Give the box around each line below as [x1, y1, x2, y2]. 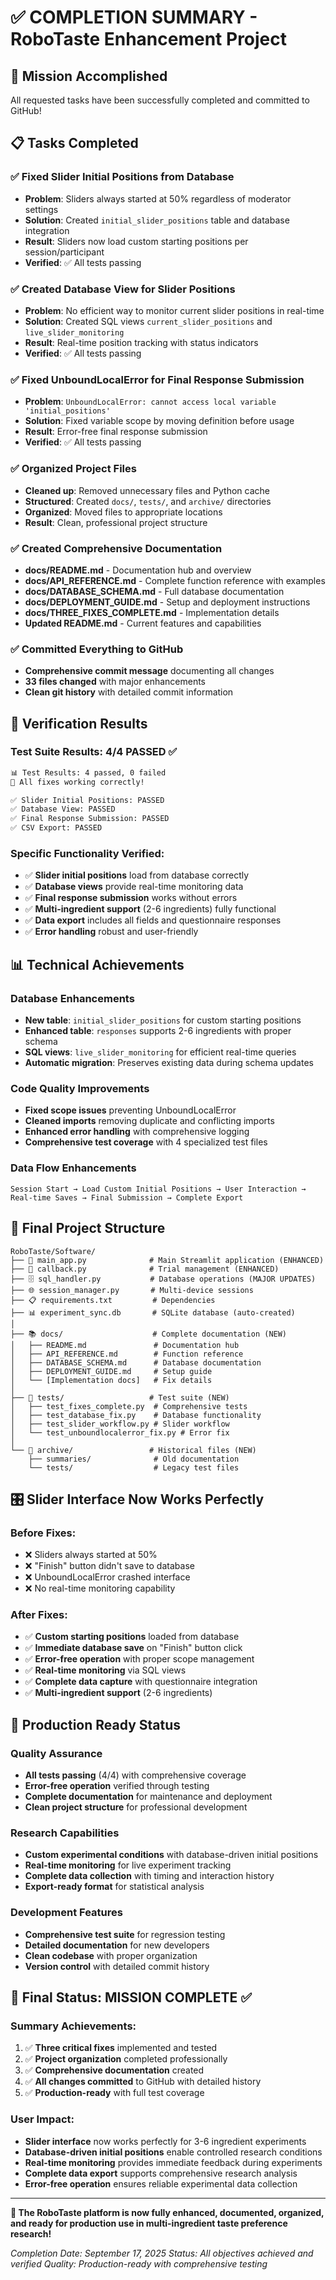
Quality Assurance [10, 1746, 103, 1760]
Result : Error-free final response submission [24, 426, 208, 438]
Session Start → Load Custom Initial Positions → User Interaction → [10, 1184, 307, 1194]
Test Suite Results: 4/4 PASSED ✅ [10, 745, 178, 759]
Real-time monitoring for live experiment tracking [24, 1859, 232, 1871]
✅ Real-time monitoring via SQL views [24, 1664, 187, 1676]
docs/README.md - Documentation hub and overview [24, 564, 252, 576]
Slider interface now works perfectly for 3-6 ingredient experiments [24, 2135, 307, 2147]
